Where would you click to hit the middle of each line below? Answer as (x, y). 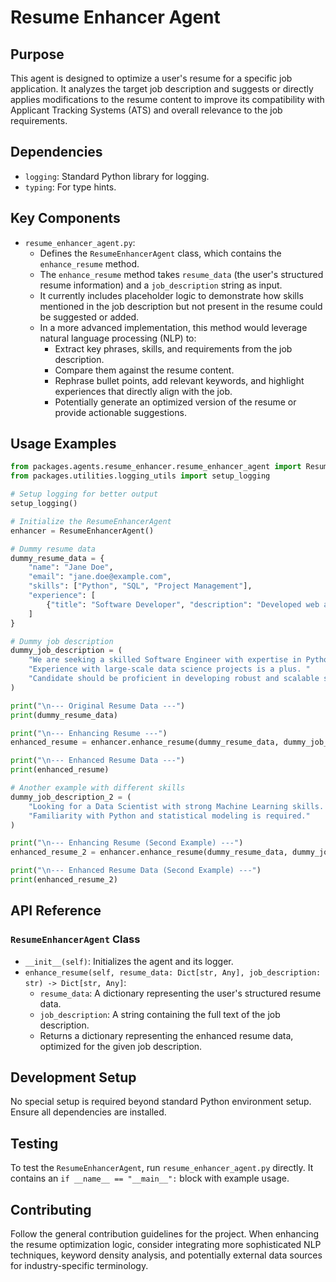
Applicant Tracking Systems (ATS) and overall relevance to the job (146, 110)
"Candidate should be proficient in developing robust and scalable (174, 679)
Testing (34, 1143)
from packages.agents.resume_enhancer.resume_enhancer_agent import (156, 467)
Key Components (65, 218)
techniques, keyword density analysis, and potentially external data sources (166, 1255)
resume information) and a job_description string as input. (161, 285)
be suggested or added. (89, 317)
